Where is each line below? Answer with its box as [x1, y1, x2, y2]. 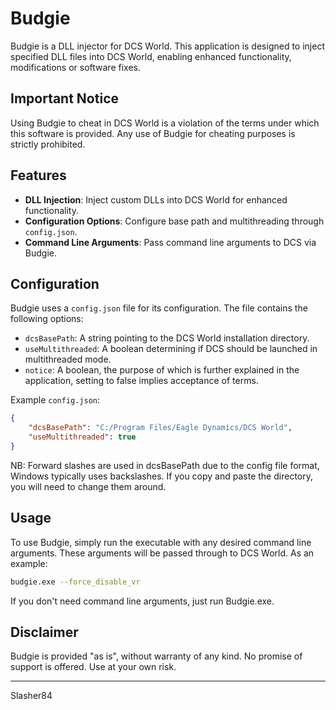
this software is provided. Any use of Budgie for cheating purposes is [10, 127, 296, 139]
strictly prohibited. [10, 138, 86, 150]
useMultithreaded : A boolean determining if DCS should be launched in [24, 343, 318, 355]
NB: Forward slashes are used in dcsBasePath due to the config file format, [10, 459, 320, 471]
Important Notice [10, 90, 119, 107]
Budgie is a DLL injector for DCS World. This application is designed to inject [10, 40, 325, 52]
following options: [10, 313, 84, 325]
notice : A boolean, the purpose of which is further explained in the [24, 364, 300, 376]
